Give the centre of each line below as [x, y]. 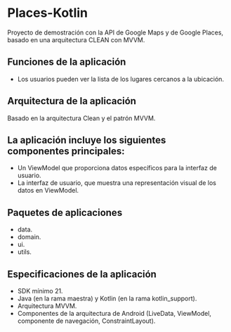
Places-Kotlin [48, 13]
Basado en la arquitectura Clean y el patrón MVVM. [81, 118]
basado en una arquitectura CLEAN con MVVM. [76, 39]
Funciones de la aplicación [67, 62]
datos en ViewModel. [48, 191]
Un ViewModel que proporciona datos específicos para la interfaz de [117, 168]
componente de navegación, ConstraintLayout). [86, 321]
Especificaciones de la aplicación [82, 274]
